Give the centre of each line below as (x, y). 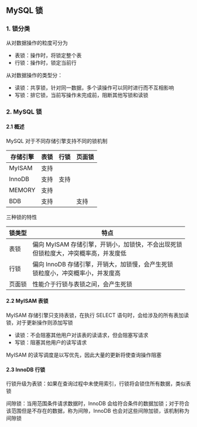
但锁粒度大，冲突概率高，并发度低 (80, 253)
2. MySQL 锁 (24, 112)
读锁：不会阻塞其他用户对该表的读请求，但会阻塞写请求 (81, 335)
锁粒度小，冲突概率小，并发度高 (77, 273)
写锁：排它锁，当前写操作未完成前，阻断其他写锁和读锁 (81, 95)
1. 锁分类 (18, 29)
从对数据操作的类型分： (34, 75)
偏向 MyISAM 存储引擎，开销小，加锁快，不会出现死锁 (108, 244)
